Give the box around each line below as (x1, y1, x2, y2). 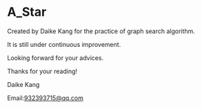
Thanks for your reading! (7, 67, 78, 75)
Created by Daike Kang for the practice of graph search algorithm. (7, 27, 195, 35)
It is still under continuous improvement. (7, 40, 121, 48)
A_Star (7, 4, 47, 20)
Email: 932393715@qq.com (7, 94, 84, 102)
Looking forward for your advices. (7, 53, 104, 62)
